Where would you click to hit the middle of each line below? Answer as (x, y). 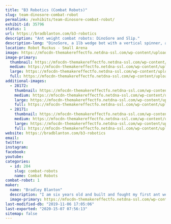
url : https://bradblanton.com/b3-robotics (51, 34)
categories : (18, 161)
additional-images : (26, 81)
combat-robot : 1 (22, 180)
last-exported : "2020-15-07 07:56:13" (46, 209)
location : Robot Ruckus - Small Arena (46, 48)
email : (12, 138)
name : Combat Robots (36, 176)
